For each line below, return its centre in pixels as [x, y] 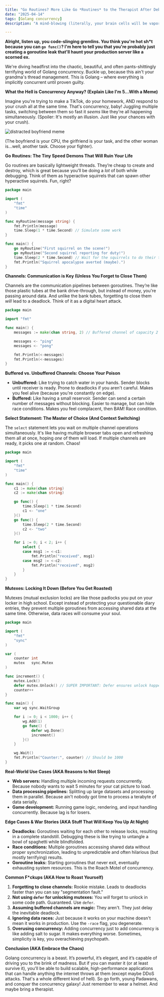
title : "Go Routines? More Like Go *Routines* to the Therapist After [78, 10]
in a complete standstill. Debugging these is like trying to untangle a [80, 836]
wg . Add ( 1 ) [32, 721]
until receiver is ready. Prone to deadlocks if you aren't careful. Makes [82, 388]
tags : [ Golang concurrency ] [34, 19]
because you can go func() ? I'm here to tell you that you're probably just [80, 47]
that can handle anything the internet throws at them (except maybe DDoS [80, 973]
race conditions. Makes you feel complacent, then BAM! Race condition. [84, 409]
